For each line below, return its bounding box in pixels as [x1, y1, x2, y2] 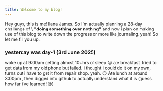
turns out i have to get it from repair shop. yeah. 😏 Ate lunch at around [5, 70, 148, 76]
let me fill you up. [5, 36, 40, 42]
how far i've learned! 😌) [5, 81, 54, 87]
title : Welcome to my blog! [5, 7, 63, 12]
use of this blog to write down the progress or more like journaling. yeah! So [5, 31, 158, 37]
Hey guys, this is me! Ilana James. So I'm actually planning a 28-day [5, 21, 143, 27]
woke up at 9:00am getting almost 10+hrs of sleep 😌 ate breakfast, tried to [5, 60, 157, 65]
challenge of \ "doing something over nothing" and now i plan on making [5, 26, 154, 32]
